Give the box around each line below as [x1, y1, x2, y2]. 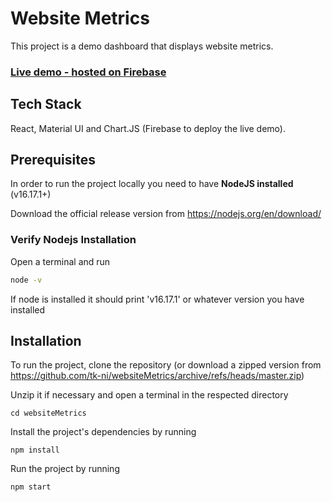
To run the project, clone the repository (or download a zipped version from [10, 359, 322, 371]
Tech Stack [10, 96, 82, 113]
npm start [10, 482, 52, 492]
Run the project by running [10, 463, 120, 475]
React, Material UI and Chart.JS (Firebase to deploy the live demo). [10, 122, 286, 134]
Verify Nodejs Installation [10, 233, 137, 247]
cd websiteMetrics [10, 408, 87, 419]
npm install [10, 445, 60, 456]
